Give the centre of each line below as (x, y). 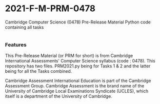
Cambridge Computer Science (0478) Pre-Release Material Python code (78, 22)
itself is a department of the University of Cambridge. (59, 96)
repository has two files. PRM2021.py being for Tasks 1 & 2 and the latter (78, 66)
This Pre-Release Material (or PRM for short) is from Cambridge (69, 55)
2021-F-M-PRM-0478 (50, 9)
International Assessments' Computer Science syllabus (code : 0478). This (80, 61)
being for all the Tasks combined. (39, 71)
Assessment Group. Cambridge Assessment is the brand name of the (75, 85)
